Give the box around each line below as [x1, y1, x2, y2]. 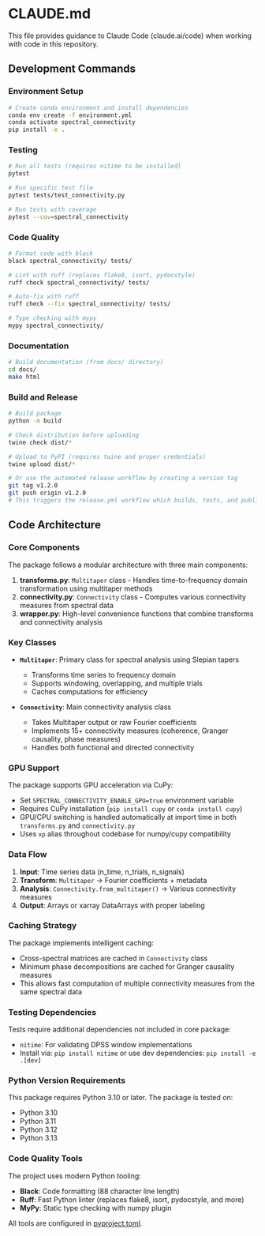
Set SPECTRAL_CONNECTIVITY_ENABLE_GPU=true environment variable [19, 795, 234, 806]
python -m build [8, 417, 62, 425]
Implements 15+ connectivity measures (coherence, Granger [31, 726, 229, 735]
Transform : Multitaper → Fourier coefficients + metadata [19, 875, 207, 885]
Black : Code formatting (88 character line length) [19, 1186, 180, 1196]
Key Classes [8, 637, 57, 648]
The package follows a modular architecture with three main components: [8, 560, 248, 569]
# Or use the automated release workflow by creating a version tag [8, 475, 238, 483]
